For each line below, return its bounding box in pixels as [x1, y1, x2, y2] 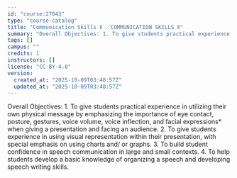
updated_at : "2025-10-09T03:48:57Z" [13, 83, 122, 90]
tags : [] [7, 37, 33, 44]
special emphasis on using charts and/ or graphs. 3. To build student [7, 140, 208, 149]
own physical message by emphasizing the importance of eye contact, [7, 110, 214, 118]
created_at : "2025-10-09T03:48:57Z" [13, 76, 122, 84]
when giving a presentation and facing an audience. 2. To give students [7, 125, 216, 133]
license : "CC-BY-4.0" [7, 63, 72, 70]
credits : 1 [7, 50, 40, 57]
